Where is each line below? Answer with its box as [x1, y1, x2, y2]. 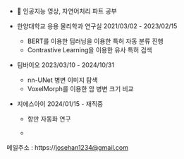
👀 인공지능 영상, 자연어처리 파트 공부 [16, 7, 117, 15]
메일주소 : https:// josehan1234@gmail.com [6, 143, 128, 151]
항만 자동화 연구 [27, 114, 71, 123]
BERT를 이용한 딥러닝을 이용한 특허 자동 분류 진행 [27, 37, 164, 45]
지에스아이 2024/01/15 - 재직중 [16, 100, 104, 108]
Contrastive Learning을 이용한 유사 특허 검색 [27, 46, 152, 54]
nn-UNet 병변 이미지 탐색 [27, 76, 98, 84]
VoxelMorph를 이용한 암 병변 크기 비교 [27, 85, 135, 93]
